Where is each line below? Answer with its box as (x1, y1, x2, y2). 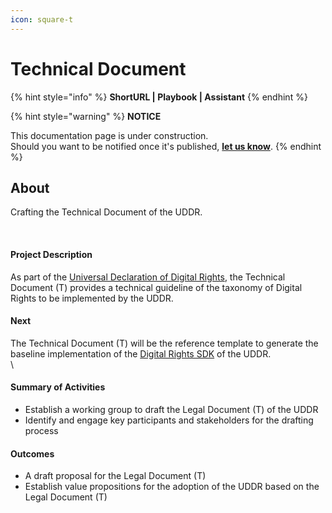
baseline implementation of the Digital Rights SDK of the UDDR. (10, 347, 272, 360)
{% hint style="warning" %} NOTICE (10, 110, 162, 122)
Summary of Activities (10, 381, 106, 393)
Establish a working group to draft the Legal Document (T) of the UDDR (24, 403, 319, 415)
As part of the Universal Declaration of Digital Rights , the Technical (10, 271, 286, 283)
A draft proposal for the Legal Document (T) (24, 470, 207, 482)
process (24, 424, 59, 436)
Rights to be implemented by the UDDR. (10, 292, 174, 304)
